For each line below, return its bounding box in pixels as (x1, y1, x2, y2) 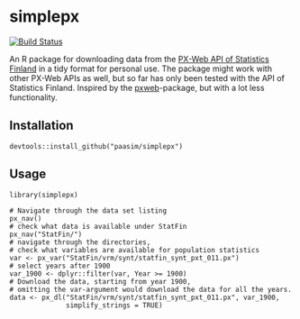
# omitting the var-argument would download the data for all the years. (9, 285, 293, 294)
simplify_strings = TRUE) (66, 300, 164, 310)
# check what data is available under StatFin (9, 222, 187, 231)
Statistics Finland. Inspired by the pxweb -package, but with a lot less (9, 82, 265, 93)
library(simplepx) (9, 190, 78, 199)
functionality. (9, 92, 59, 103)
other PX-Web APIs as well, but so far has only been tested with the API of (9, 72, 286, 83)
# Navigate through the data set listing (9, 205, 168, 215)
